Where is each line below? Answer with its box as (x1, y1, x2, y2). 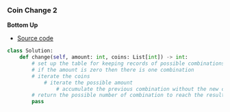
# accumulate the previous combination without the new (55, 85, 219, 92)
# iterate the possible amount (43, 79, 133, 86)
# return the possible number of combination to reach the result (31, 92, 225, 99)
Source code (16, 34, 53, 42)
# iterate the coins (31, 72, 90, 80)
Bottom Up (7, 21, 38, 29)
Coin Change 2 (7, 5, 57, 15)
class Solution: (7, 47, 53, 55)
